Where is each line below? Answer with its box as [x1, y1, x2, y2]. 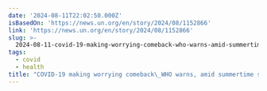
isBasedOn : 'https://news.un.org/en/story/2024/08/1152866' [8, 19, 212, 27]
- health [15, 63, 44, 71]
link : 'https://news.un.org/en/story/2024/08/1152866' [8, 26, 194, 34]
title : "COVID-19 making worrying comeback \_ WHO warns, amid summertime [8, 70, 254, 78]
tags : [8, 48, 26, 56]
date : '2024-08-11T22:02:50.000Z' [8, 11, 123, 20]
